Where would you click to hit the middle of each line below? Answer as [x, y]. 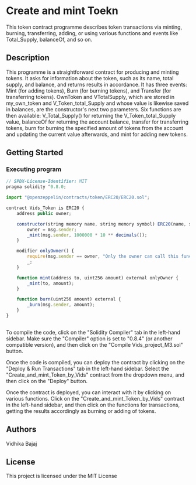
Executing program [34, 169]
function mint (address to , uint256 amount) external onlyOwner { [98, 278]
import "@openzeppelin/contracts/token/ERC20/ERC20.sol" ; [78, 197]
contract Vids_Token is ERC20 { [45, 208]
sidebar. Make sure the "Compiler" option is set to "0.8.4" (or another [89, 339]
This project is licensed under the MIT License [62, 476]
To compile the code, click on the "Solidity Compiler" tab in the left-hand [93, 332]
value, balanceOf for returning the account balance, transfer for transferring [97, 122]
